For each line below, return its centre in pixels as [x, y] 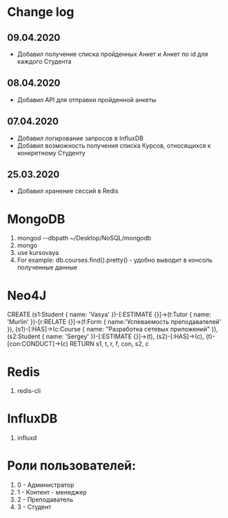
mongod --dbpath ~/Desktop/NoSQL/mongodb [84, 238]
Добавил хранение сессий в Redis [68, 191]
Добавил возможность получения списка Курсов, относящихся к [114, 145]
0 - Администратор [45, 485]
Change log [41, 12]
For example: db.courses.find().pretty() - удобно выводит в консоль [115, 260]
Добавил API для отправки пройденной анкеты [86, 99]
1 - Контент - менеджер [52, 492]
